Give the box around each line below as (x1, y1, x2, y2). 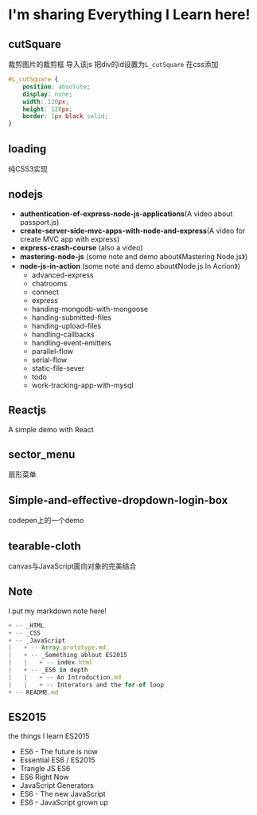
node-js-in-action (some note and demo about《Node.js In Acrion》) (19, 261, 241, 270)
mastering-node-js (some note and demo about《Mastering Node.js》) (19, 251, 248, 261)
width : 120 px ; (22, 97, 69, 105)
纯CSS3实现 (8, 163, 48, 173)
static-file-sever (31, 363, 85, 372)
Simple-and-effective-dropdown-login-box (8, 493, 228, 507)
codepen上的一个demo (8, 516, 84, 526)
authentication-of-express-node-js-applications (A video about (19, 209, 233, 219)
